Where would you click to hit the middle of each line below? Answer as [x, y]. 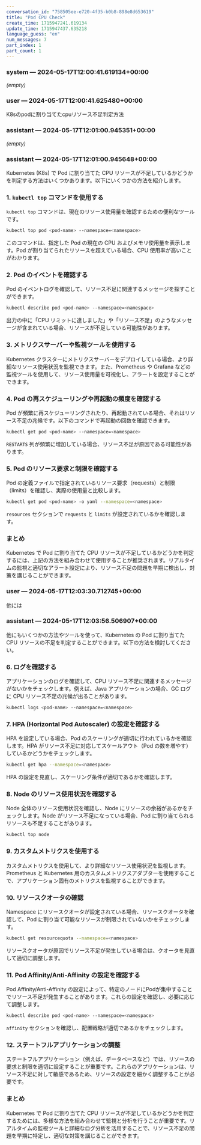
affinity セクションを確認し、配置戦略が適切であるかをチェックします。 [96, 1028]
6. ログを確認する [31, 667]
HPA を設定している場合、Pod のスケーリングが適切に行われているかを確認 [99, 738]
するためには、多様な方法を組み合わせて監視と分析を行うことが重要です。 [98, 1120]
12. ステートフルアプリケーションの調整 [63, 1045]
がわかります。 [25, 258]
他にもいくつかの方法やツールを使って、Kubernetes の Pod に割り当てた [95, 635]
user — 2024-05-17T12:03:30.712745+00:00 [74, 591]
